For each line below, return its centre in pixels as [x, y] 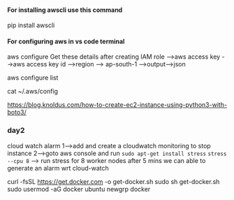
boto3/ [17, 113]
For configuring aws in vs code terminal [66, 41]
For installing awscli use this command [65, 10]
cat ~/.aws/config [32, 92]
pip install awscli [31, 25]
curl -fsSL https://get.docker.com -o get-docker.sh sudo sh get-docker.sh [114, 181]
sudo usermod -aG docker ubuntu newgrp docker [79, 189]
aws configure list [33, 78]
